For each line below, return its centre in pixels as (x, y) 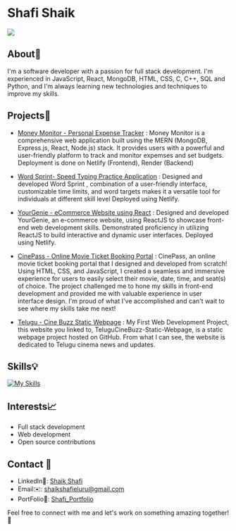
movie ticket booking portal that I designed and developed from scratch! (122, 263)
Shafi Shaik (41, 13)
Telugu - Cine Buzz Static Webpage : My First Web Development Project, (123, 322)
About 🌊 (24, 54)
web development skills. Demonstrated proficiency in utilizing (120, 227)
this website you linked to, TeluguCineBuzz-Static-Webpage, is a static (120, 330)
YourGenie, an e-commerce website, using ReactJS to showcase (112, 220)
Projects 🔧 (29, 116)
